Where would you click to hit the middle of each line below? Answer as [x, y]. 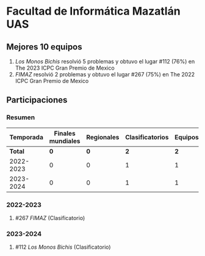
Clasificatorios [147, 137]
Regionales [103, 137]
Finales [65, 133]
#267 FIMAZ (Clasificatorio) [50, 218]
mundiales [65, 141]
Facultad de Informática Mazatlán [94, 11]
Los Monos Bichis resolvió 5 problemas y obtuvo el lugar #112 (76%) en [105, 61]
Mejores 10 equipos [44, 47]
